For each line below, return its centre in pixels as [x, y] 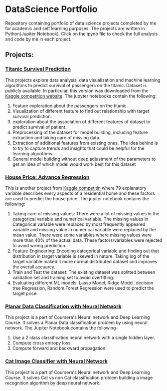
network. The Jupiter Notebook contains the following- [62, 328]
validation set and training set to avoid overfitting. [63, 277]
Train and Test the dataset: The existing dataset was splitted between [84, 272]
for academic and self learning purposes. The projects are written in [75, 28]
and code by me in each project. [38, 39]
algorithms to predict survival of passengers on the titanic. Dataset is [76, 85]
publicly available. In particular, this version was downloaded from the [77, 91]
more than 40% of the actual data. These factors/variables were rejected [87, 240]
